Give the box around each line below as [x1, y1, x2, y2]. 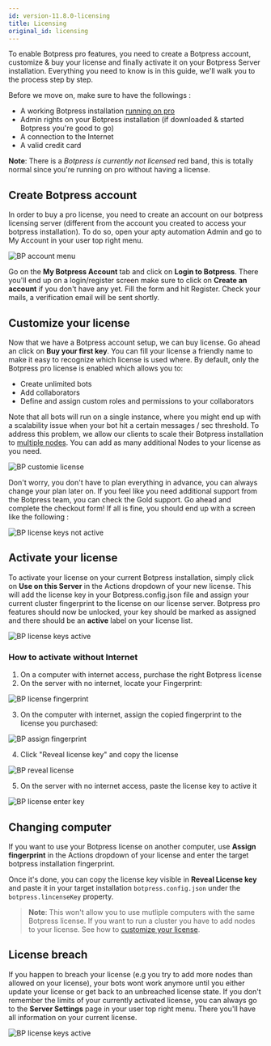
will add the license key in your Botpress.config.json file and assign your [8, 590, 249, 599]
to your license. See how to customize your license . [28, 924, 201, 934]
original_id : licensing [8, 27, 89, 35]
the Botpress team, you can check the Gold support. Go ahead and [8, 495, 232, 504]
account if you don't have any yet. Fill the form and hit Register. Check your [8, 284, 261, 294]
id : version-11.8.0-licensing [8, 11, 111, 20]
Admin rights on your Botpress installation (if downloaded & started [19, 115, 244, 125]
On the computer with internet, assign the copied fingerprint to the [19, 709, 243, 720]
